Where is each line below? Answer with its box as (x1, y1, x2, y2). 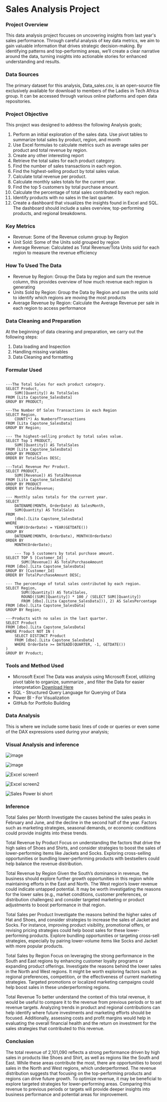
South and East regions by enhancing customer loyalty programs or (5, 958, 144, 964)
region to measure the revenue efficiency (12, 250, 97, 256)
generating (12, 284, 35, 290)
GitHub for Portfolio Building (12, 700, 71, 706)
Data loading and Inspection (12, 343, 71, 349)
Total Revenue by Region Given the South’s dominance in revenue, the (5, 871, 149, 877)
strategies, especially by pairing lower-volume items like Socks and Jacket (5, 938, 158, 944)
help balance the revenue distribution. (5, 861, 83, 867)
